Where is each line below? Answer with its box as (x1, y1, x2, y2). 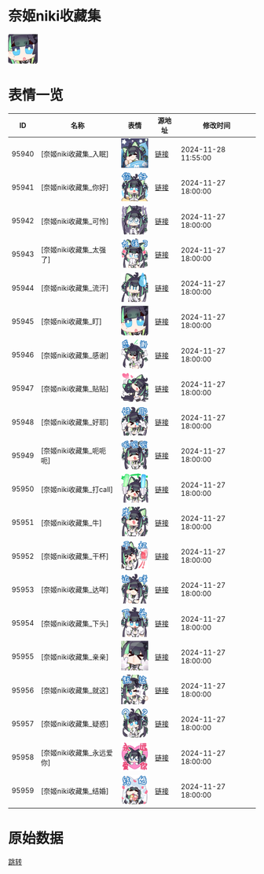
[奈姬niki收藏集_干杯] (40, 552, 109, 561)
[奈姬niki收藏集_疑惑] (40, 719, 109, 729)
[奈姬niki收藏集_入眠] (40, 149, 109, 159)
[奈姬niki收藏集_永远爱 (40, 747, 113, 757)
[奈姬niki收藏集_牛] (40, 518, 102, 527)
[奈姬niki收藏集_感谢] (40, 351, 109, 360)
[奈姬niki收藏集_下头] (40, 619, 109, 628)
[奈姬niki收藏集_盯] (40, 317, 102, 326)
